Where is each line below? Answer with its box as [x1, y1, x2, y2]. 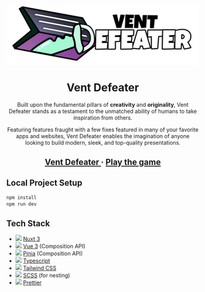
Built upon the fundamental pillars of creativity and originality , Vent [17, 101, 188, 109]
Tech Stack [6, 218, 50, 229]
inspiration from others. [73, 114, 133, 121]
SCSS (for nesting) [23, 271, 70, 279]
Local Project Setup [6, 177, 83, 188]
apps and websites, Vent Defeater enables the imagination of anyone [16, 133, 190, 140]
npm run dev [6, 201, 37, 207]
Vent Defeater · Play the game [45, 156, 161, 167]
